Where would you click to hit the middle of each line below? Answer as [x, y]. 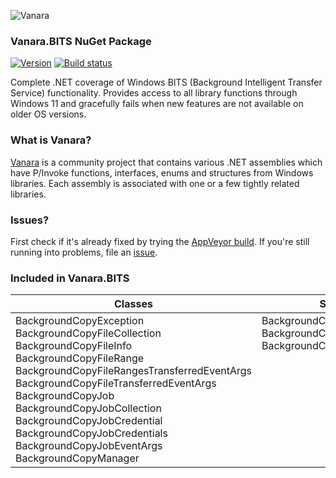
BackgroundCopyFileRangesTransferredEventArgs [133, 371]
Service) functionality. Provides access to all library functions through [154, 93]
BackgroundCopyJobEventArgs [89, 446]
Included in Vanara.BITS [70, 278]
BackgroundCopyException [80, 321]
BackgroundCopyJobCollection [88, 408]
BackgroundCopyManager [77, 458]
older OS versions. [48, 114]
